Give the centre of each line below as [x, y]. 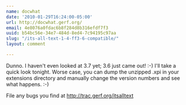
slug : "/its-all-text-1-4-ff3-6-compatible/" [62, 38]
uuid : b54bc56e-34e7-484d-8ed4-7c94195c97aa [61, 33]
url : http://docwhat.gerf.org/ [44, 22]
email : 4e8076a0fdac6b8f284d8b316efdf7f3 [57, 28]
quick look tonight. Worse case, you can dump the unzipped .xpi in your [93, 72]
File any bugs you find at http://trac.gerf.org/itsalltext [70, 95]
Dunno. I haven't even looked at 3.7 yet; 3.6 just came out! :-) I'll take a [91, 65]
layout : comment [26, 44]
